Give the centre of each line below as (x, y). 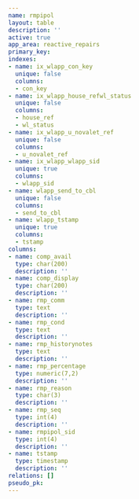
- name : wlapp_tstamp (44, 220)
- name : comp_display (44, 279)
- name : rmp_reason (40, 388)
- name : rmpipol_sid (42, 432)
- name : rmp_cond (37, 322)
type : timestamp (42, 461)
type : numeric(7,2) (47, 373)
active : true (29, 37)
